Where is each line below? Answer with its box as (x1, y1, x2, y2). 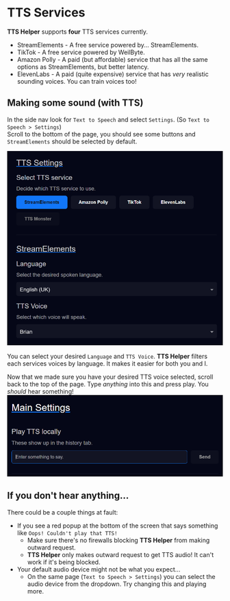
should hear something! (7, 387, 74, 395)
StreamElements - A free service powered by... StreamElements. (16, 40, 199, 49)
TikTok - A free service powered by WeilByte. (16, 48, 145, 56)
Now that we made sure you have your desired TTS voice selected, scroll (7, 373, 214, 381)
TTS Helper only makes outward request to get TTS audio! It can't (27, 550, 214, 558)
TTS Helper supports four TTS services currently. (7, 27, 149, 36)
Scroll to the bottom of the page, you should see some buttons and (7, 130, 196, 138)
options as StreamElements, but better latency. (16, 62, 149, 71)
